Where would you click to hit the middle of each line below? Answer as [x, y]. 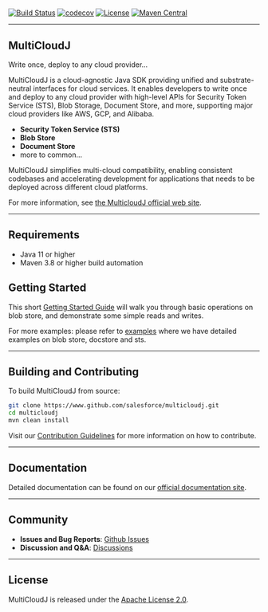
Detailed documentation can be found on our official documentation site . [128, 487]
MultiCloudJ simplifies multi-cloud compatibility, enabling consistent [120, 170]
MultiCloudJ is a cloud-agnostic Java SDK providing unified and [113, 80]
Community [38, 520]
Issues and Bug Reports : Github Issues [85, 539]
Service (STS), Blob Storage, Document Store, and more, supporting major [131, 105]
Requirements [44, 235]
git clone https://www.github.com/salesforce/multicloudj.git [114, 406]
